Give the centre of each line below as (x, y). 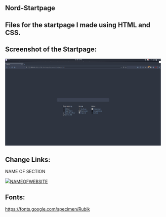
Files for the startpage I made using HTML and (78, 25)
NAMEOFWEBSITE (29, 181)
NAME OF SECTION (25, 172)
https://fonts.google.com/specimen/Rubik (48, 209)
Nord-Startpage (30, 8)
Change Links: (28, 160)
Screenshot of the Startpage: (51, 50)
